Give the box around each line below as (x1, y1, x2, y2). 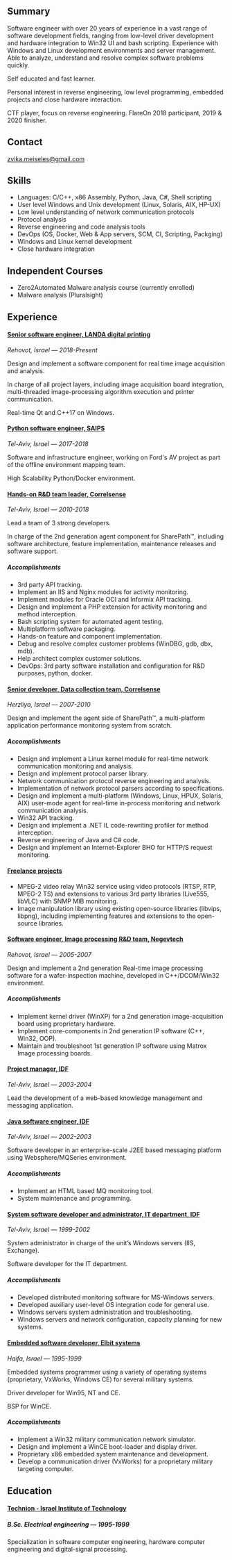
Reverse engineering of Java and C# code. (17, 836, 140, 844)
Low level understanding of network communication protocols (17, 208, 195, 216)
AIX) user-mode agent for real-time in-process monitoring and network (17, 799, 220, 807)
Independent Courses (7, 265, 104, 277)
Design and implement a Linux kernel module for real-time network (17, 755, 209, 763)
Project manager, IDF (7, 1065, 69, 1073)
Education (7, 1485, 53, 1497)
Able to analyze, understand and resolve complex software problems (7, 54, 204, 62)
